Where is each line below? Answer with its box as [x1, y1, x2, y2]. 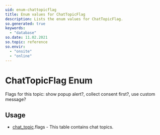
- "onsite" [9, 49, 32, 54]
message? [5, 96, 26, 102]
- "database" [9, 30, 37, 35]
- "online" [9, 53, 32, 59]
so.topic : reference [5, 40, 48, 45]
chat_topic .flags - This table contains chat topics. [12, 124, 114, 130]
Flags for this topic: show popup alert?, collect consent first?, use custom [5, 91, 156, 97]
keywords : [5, 26, 26, 31]
